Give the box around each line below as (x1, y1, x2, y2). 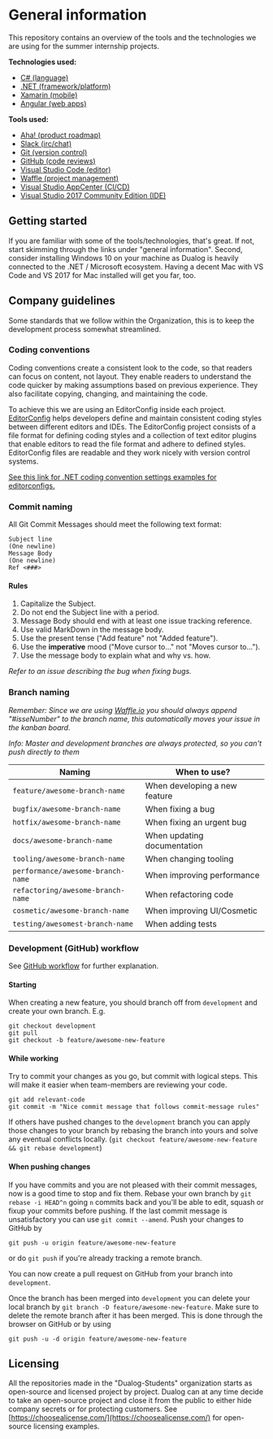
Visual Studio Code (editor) (19, 164, 111, 174)
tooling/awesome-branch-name (12, 854, 125, 863)
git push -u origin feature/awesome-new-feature (8, 1238, 176, 1247)
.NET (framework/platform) (19, 81, 111, 91)
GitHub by (8, 1223, 42, 1232)
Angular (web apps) (19, 98, 87, 108)
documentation (145, 840, 203, 851)
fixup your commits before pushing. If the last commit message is (8, 1206, 227, 1215)
